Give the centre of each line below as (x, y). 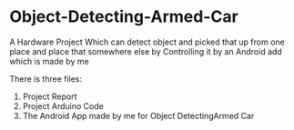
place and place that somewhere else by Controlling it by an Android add (146, 51)
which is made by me (49, 61)
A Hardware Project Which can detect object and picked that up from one (147, 42)
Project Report (50, 96)
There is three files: (46, 78)
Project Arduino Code (63, 105)
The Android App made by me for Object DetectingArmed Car (138, 115)
